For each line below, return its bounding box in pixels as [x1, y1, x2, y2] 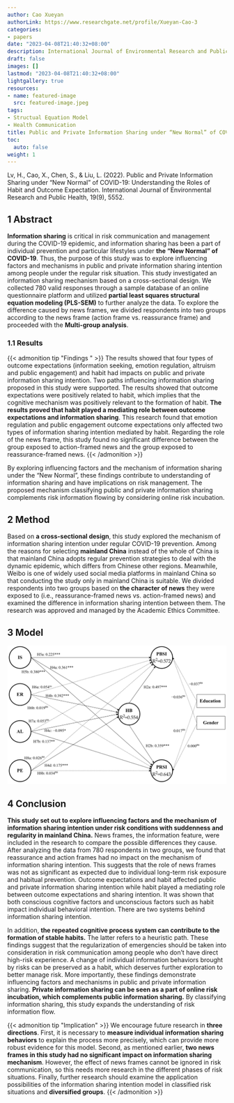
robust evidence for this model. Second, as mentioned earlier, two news [7, 1043, 214, 1052]
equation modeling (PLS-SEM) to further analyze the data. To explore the [7, 298, 219, 307]
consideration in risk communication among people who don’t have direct [7, 948, 218, 957]
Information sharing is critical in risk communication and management [7, 232, 210, 241]
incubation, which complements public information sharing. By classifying [7, 993, 226, 1001]
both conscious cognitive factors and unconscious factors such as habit [7, 898, 214, 906]
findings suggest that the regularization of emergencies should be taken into [7, 941, 227, 950]
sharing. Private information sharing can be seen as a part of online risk [7, 985, 218, 994]
